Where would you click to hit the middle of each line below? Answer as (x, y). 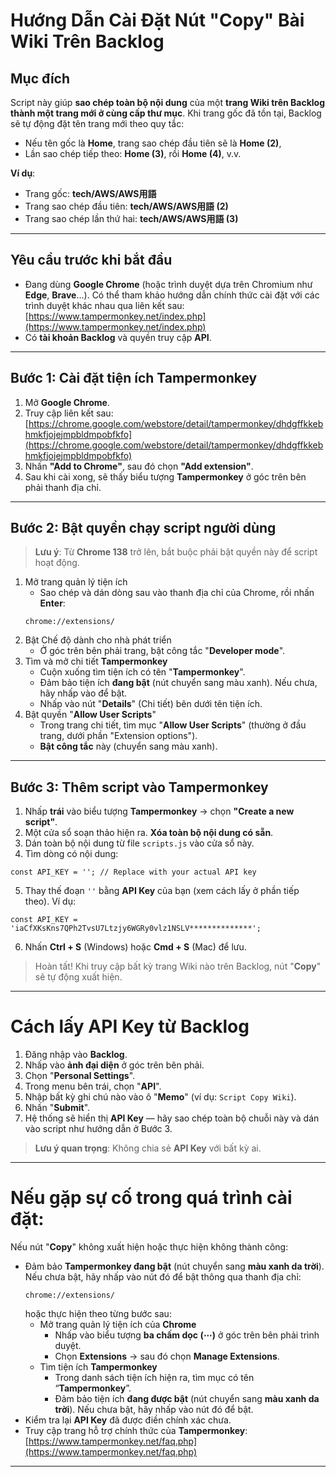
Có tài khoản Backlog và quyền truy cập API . (118, 337)
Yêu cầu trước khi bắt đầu (91, 260)
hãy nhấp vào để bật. (83, 693)
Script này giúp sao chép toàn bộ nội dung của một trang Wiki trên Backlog (168, 102)
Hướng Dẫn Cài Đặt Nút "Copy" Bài (157, 20)
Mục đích (40, 78)
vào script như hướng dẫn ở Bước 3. (98, 1129)
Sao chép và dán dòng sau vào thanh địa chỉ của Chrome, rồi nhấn (177, 593)
